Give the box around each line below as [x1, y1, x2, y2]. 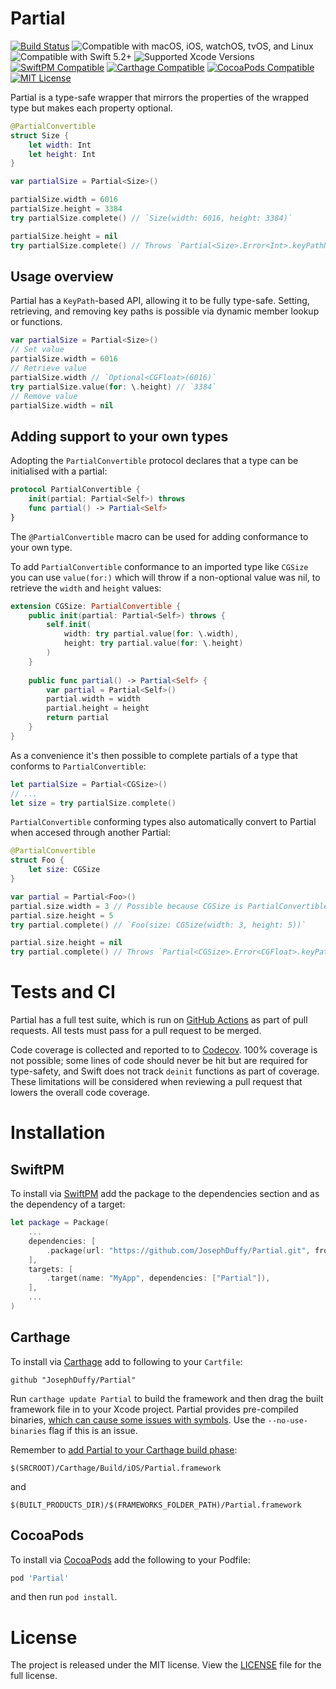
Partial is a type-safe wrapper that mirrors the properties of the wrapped [10, 91, 310, 103]
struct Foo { [10, 855, 65, 866]
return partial [46, 713, 110, 723]
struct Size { [10, 130, 70, 141]
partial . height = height [46, 703, 150, 714]
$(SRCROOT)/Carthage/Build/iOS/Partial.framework [10, 1463, 222, 1473]
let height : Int [28, 149, 97, 159]
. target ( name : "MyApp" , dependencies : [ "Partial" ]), [46, 1273, 271, 1284]
